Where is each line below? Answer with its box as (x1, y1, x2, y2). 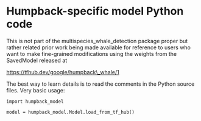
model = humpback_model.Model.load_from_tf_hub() (6, 109, 135, 115)
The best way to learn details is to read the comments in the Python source (6, 80, 195, 88)
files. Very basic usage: (6, 86, 65, 94)
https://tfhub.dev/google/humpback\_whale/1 (6, 68, 120, 75)
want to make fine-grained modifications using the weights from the (6, 50, 177, 57)
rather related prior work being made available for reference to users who (6, 44, 191, 51)
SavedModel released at (6, 57, 68, 64)
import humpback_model (6, 99, 64, 105)
